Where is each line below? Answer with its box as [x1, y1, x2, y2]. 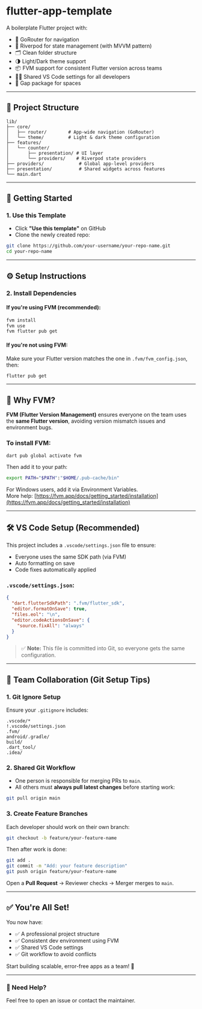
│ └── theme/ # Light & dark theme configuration [6, 134, 161, 140]
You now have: [6, 918, 43, 925]
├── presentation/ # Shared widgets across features [6, 166, 165, 172]
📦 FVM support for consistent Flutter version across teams [14, 64, 162, 72]
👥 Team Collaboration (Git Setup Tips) [6, 674, 150, 685]
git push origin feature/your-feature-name [6, 869, 117, 875]
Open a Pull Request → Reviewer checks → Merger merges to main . [6, 880, 174, 887]
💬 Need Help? [6, 983, 47, 992]
